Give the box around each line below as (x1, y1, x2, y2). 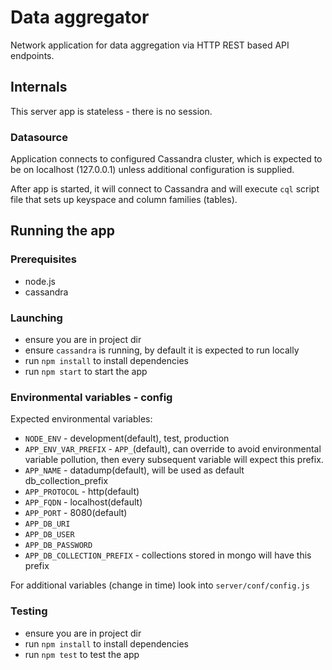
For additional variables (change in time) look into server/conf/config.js (10, 579, 310, 591)
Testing (10, 604, 48, 618)
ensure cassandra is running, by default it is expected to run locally (24, 344, 300, 356)
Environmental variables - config (10, 390, 173, 404)
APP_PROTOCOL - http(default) (24, 486, 140, 498)
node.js (24, 275, 57, 287)
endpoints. (10, 49, 55, 61)
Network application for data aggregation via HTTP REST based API (10, 39, 290, 51)
